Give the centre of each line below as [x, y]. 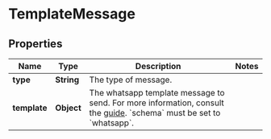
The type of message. [131, 80]
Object [69, 108]
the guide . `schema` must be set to [155, 113]
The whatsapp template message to [157, 93]
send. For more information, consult [156, 103]
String [67, 80]
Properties [35, 44]
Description [158, 66]
